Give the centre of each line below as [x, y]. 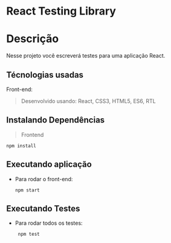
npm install [21, 146]
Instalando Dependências [56, 120]
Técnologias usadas [45, 75]
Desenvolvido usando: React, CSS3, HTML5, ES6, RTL [88, 101]
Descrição [33, 39]
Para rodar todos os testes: [49, 223]
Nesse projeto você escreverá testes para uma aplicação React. [86, 56]
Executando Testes [43, 208]
